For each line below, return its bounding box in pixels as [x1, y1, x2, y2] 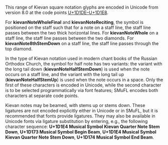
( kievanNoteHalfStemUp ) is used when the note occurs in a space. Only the [5, 77, 163, 82]
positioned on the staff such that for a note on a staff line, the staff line [5, 24, 151, 30]
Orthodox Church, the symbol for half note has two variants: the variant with [5, 61, 162, 66]
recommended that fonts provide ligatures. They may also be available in [5, 113, 155, 119]
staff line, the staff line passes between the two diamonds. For [5, 35, 134, 41]
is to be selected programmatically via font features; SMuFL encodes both [5, 87, 158, 93]
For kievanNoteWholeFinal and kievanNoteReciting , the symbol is [5, 19, 144, 25]
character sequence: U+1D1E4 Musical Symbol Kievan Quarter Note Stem [5, 123, 160, 129]
